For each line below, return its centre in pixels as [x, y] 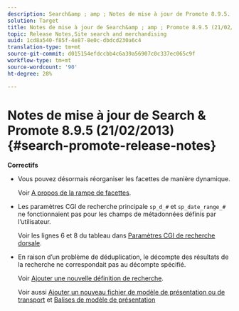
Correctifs [23, 165]
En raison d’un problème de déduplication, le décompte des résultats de [123, 257]
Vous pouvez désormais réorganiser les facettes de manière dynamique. [124, 179]
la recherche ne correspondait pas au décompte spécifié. [102, 265]
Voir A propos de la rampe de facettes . [74, 193]
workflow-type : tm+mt [39, 61]
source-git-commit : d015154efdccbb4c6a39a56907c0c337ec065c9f [101, 54]
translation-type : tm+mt [44, 47]
